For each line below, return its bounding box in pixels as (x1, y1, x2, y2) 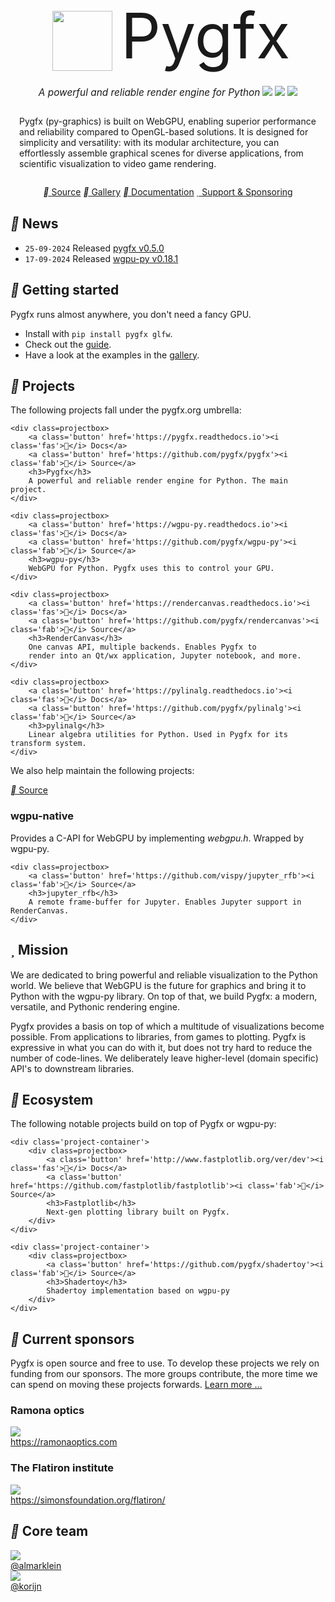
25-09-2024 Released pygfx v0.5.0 (24, 242, 165, 254)
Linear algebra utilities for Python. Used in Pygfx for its (28, 730, 288, 740)
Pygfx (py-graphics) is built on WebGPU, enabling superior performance (19, 115, 317, 127)
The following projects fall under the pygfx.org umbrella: (10, 404, 242, 416)
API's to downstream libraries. (10, 1062, 135, 1074)
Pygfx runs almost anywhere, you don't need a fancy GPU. (10, 308, 252, 320)
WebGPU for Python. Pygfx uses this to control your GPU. (28, 564, 275, 574)
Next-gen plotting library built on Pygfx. (46, 1207, 230, 1218)
